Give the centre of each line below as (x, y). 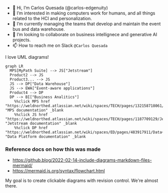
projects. (21, 40)
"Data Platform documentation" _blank (45, 137)
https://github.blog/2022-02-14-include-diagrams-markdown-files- (82, 160)
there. (11, 186)
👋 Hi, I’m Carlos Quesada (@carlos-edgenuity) (60, 8)
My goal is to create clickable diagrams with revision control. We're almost (82, 180)
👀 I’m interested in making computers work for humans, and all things (84, 13)
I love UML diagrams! (27, 57)
